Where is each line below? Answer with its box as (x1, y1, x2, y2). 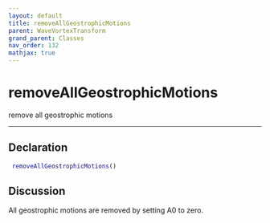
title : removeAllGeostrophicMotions (8, 19, 131, 27)
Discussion (8, 184, 66, 198)
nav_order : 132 (8, 42, 59, 50)
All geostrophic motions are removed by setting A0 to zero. (8, 205, 203, 215)
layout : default (8, 11, 63, 20)
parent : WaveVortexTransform (8, 26, 106, 34)
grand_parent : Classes (8, 34, 84, 43)
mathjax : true (8, 49, 56, 57)
